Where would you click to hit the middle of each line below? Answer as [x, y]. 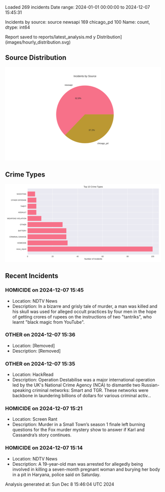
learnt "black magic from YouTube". [48, 322]
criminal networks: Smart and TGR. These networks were [90, 390]
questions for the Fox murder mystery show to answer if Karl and [78, 430]
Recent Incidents [32, 276]
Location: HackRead [33, 374]
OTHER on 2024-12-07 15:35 [40, 364]
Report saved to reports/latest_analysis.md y [50, 37]
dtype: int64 [18, 27]
